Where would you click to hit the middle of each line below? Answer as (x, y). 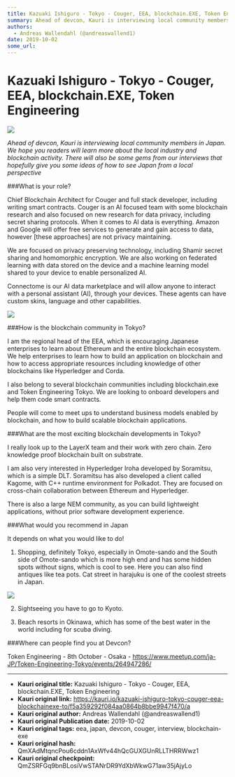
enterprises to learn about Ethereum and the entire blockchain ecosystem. (114, 348)
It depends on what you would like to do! (66, 538)
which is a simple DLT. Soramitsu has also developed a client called (104, 475)
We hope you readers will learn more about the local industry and (102, 150)
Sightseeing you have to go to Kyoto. (70, 608)
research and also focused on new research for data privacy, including (109, 215)
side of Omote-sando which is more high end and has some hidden (114, 559)
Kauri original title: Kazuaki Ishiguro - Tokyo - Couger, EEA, (104, 684)
